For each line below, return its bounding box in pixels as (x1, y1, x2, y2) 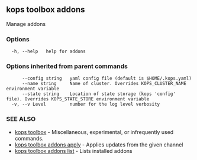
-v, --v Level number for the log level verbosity (11, 102, 160, 107)
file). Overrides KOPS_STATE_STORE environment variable (6, 96, 150, 102)
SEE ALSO (6, 115, 36, 123)
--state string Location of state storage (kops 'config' (21, 91, 176, 97)
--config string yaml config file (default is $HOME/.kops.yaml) (21, 76, 192, 81)
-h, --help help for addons (11, 48, 86, 55)
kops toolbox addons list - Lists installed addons (14, 147, 133, 154)
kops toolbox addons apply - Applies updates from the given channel (14, 141, 183, 148)
